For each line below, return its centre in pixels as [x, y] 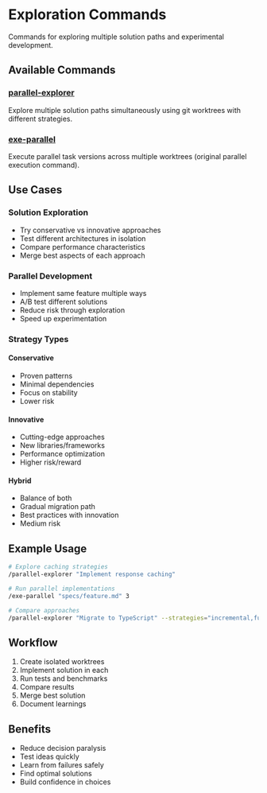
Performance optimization [62, 454]
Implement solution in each [64, 671]
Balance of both [46, 498]
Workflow [33, 642]
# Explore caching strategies [58, 567]
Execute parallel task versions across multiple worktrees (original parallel [128, 156]
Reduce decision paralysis [63, 748]
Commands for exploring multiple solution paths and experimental [116, 37]
